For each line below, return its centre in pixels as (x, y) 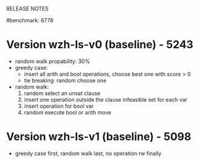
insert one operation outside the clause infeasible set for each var (106, 99)
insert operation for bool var (59, 106)
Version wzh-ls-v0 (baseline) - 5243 (100, 45)
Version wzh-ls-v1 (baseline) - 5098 (99, 137)
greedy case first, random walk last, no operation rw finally (88, 153)
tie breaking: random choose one (65, 80)
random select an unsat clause (62, 93)
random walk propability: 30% (52, 61)
